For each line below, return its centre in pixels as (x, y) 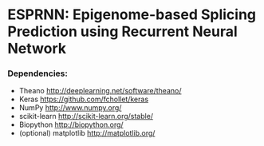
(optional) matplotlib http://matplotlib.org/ (87, 133)
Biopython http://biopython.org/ (71, 124)
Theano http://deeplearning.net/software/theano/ (100, 91)
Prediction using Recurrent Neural (123, 32)
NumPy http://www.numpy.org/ (70, 108)
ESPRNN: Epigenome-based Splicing (132, 15)
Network (37, 49)
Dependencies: (38, 73)
